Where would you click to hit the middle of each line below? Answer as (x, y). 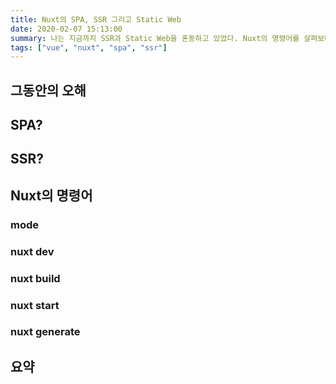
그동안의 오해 (48, 90)
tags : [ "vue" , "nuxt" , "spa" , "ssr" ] (89, 47)
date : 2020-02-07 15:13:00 (66, 29)
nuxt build (35, 278)
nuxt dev (32, 251)
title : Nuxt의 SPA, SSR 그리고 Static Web (96, 19)
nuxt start (35, 305)
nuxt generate (45, 332)
